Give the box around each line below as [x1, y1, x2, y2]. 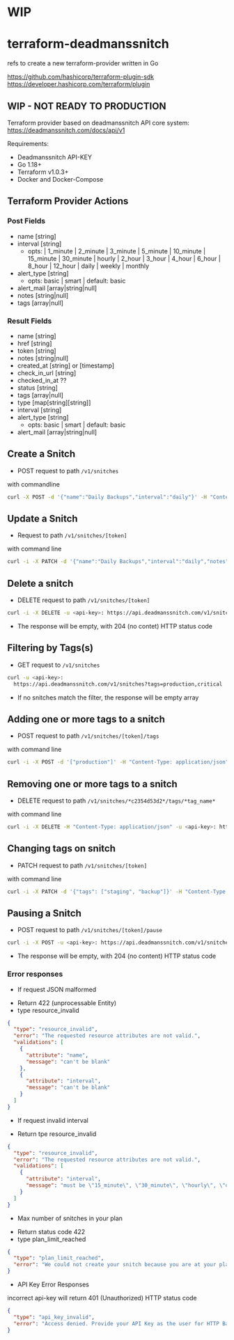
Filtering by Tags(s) [7, 642, 94, 654]
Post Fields [7, 216, 46, 226]
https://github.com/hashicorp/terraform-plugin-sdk [7, 72, 155, 81]
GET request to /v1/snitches [17, 661, 100, 669]
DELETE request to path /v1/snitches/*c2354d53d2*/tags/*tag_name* [17, 796, 216, 805]
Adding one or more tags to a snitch [7, 713, 166, 725]
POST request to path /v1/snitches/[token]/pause [17, 926, 162, 934]
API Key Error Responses [17, 1280, 89, 1288]
